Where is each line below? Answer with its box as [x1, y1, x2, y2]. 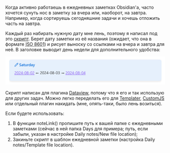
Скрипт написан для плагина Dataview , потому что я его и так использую [5, 90, 164, 96]
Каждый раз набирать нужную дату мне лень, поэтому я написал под [5, 30, 158, 36]
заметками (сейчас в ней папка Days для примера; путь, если [12, 126, 148, 132]
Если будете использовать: [5, 110, 64, 116]
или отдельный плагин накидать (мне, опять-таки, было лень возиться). [5, 101, 162, 107]
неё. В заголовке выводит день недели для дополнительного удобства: [5, 47, 161, 52]
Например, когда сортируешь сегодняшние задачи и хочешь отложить [5, 15, 160, 21]
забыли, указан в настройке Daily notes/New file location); [12, 131, 138, 137]
